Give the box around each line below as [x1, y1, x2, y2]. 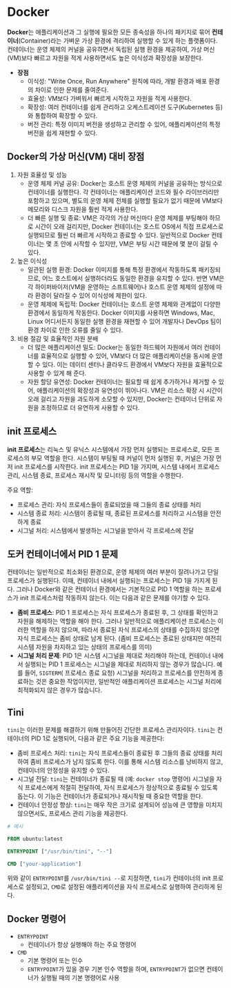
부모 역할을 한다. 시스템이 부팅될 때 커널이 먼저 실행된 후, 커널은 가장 [30, 453, 215, 462]
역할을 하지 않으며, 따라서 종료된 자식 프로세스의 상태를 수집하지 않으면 [30, 626, 220, 634]
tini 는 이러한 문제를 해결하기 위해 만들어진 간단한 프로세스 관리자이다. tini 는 [7, 726, 216, 734]
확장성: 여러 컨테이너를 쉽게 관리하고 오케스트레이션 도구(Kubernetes [27, 103, 214, 111]
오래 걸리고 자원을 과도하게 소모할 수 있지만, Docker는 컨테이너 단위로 [27, 395, 216, 403]
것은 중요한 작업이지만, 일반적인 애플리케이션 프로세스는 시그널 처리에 [35, 678, 222, 686]
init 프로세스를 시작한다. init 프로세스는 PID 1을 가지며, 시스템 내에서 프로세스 [14, 462, 220, 471]
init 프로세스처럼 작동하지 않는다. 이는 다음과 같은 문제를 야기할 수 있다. [19, 594, 210, 602]
